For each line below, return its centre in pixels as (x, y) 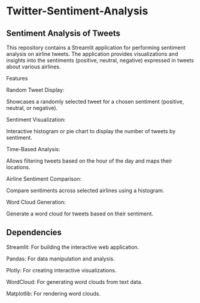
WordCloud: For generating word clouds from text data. (74, 282)
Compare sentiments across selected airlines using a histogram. (85, 190)
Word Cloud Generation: (36, 202)
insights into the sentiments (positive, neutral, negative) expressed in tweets (100, 60)
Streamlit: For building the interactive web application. (73, 247)
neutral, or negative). (32, 108)
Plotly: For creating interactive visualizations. (61, 270)
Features (17, 78)
